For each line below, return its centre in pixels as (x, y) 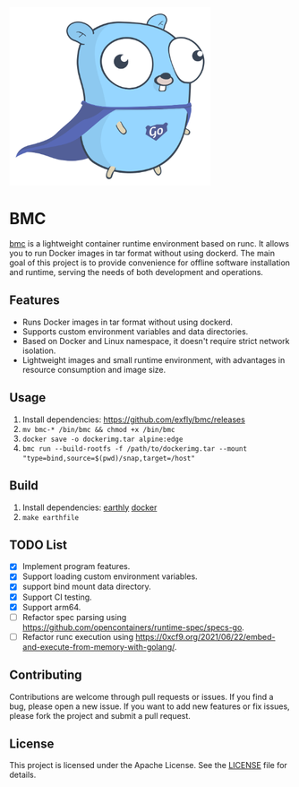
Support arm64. (51, 607)
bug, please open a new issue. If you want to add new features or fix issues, (149, 706)
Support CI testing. (57, 597)
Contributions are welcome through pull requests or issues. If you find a (141, 696)
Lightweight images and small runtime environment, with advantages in (154, 359)
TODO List (38, 545)
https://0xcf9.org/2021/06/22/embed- (205, 636)
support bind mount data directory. (87, 587)
